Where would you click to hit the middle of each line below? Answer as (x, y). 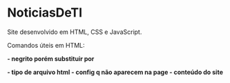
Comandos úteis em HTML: (46, 45)
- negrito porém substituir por (51, 58)
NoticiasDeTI (45, 13)
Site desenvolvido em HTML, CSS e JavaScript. (75, 32)
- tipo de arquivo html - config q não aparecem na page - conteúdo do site (115, 72)
